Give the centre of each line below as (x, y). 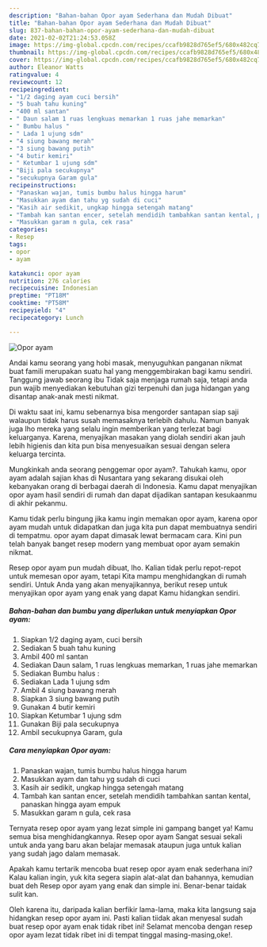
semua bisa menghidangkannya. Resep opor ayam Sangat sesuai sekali (126, 836)
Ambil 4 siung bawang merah (69, 690)
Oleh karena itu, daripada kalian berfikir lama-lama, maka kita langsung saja (133, 909)
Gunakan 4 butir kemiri (58, 706)
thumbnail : (27, 52)
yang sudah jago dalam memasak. (65, 853)
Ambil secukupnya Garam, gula (71, 732)
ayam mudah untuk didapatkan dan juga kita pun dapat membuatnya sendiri (133, 527)
